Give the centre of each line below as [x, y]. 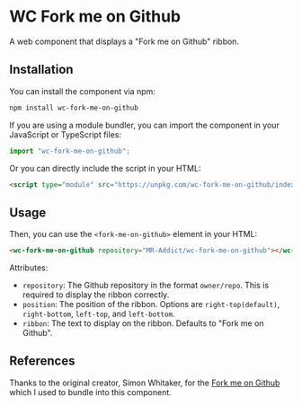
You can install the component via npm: [82, 91]
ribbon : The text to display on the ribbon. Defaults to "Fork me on [143, 323]
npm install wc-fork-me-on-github [74, 108]
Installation [41, 70]
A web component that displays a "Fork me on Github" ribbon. [124, 41]
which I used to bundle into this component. [91, 392]
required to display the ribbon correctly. [96, 295]
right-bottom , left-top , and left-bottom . [98, 314]
